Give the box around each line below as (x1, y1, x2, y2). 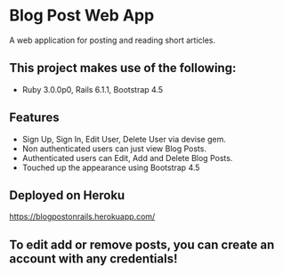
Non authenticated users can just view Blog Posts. (21, 143, 207, 154)
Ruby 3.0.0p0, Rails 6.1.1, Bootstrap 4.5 (21, 84, 164, 94)
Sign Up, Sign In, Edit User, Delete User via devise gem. (21, 133, 227, 144)
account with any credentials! (9, 251, 178, 266)
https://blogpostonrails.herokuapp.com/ (9, 211, 156, 222)
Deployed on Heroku (9, 188, 125, 203)
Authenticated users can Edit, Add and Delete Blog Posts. (21, 152, 233, 163)
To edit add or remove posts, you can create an (9, 237, 275, 252)
